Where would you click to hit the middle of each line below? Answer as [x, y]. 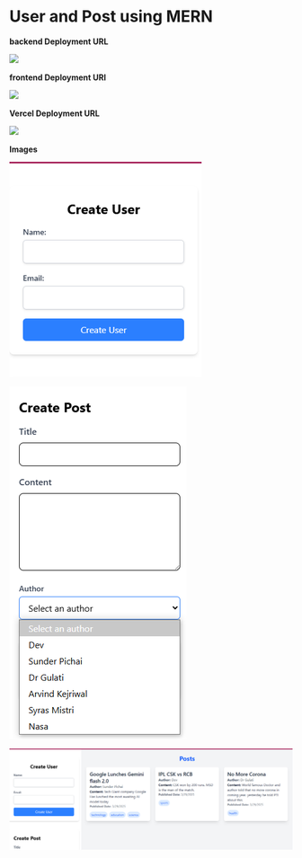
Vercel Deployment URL [55, 113]
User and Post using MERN [111, 17]
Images [23, 149]
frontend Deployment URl [58, 77]
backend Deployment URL [59, 41]
